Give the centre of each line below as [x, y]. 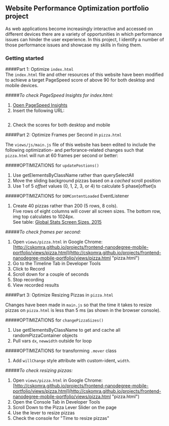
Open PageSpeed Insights [40, 105]
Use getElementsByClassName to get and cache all [66, 330]
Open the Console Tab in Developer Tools [56, 402]
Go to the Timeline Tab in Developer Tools [57, 263]
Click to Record [29, 269]
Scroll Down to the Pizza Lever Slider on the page [65, 408]
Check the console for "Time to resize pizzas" [61, 418]
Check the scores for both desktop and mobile [61, 125]
